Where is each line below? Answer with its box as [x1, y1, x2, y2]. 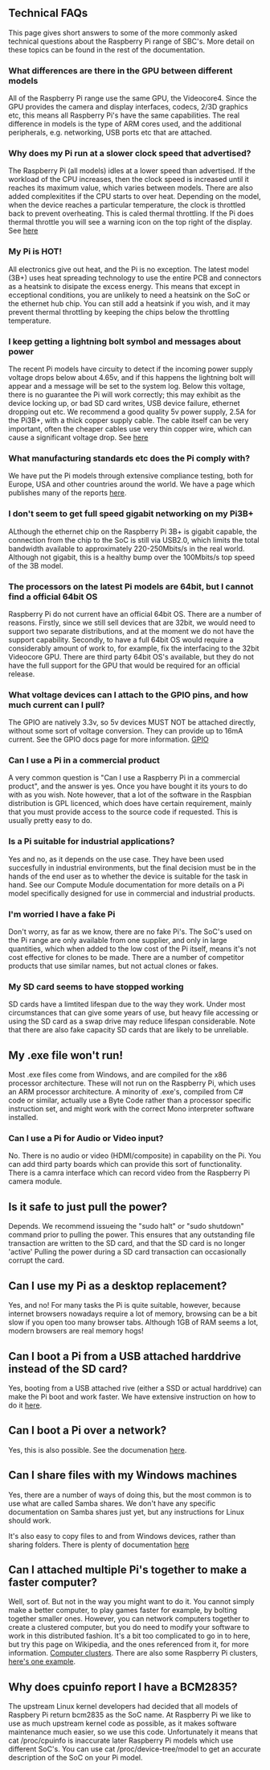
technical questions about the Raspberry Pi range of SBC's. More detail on [8, 36, 255, 46]
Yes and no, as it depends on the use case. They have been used [8, 854, 224, 864]
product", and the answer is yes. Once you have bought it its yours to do [8, 781, 247, 792]
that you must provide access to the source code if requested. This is [8, 807, 239, 817]
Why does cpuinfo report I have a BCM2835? [8, 1680, 238, 1693]
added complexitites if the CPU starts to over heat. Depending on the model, [8, 192, 261, 201]
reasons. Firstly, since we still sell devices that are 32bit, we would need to [8, 618, 256, 627]
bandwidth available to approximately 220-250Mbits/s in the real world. [8, 544, 245, 553]
